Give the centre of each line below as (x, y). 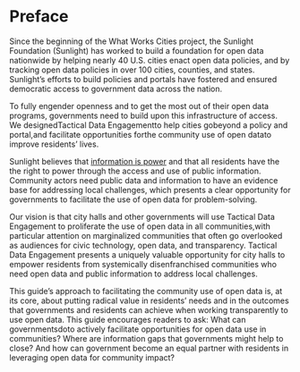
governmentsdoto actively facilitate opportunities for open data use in (138, 329)
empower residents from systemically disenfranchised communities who (143, 264)
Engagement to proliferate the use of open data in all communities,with (140, 226)
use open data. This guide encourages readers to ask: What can (128, 319)
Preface (39, 17)
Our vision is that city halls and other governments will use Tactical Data (142, 216)
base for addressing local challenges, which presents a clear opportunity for (150, 190)
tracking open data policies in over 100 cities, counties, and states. (132, 70)
